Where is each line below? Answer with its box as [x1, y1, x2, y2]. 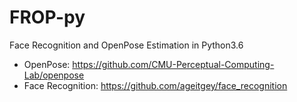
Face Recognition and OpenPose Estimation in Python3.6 [9, 39, 244, 51]
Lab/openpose [23, 69, 85, 81]
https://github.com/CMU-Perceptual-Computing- [72, 58, 275, 70]
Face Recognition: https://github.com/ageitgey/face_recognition [23, 79, 288, 91]
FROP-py [9, 6, 86, 29]
